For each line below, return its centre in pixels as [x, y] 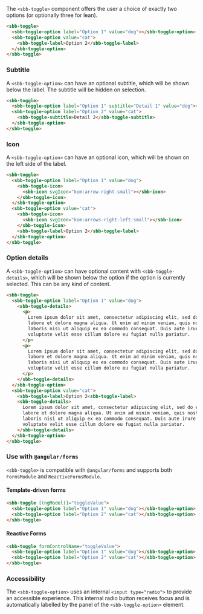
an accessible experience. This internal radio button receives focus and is [98, 598]
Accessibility [26, 579]
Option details [27, 258]
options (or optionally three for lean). [52, 15]
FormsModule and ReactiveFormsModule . [54, 476]
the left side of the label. [37, 164]
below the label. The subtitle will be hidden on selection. [76, 90]
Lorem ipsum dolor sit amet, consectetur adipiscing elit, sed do [108, 408]
